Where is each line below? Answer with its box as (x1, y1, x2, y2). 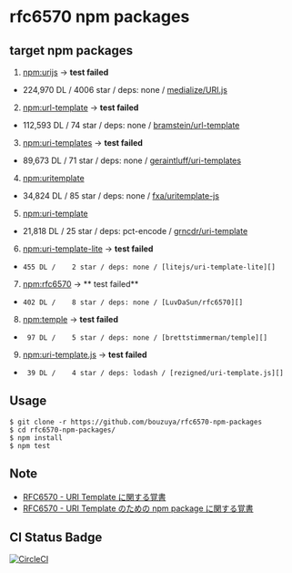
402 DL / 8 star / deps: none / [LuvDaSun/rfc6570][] (22, 298, 244, 307)
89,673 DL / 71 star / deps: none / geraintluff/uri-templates (22, 155, 242, 166)
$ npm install (9, 433, 64, 443)
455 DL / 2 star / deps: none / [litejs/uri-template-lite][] (22, 262, 276, 271)
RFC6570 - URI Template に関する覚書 (22, 491, 166, 502)
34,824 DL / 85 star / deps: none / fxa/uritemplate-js (22, 190, 220, 201)
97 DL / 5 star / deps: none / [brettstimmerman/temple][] (26, 333, 268, 343)
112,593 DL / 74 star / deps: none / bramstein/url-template (22, 120, 240, 130)
